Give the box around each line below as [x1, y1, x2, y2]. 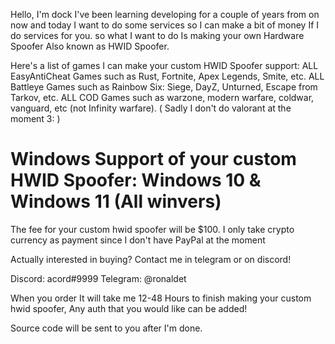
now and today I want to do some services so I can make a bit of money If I [10, 19, 320, 31]
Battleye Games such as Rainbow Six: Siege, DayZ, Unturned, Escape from [10, 81, 318, 93]
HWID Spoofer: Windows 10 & [10, 169, 262, 192]
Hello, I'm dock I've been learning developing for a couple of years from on [10, 9, 320, 20]
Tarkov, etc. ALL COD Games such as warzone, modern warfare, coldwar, [10, 92, 315, 103]
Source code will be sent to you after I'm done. [10, 322, 203, 334]
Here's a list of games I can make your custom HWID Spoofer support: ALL [10, 60, 319, 71]
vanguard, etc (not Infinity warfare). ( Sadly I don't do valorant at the [10, 102, 292, 114]
